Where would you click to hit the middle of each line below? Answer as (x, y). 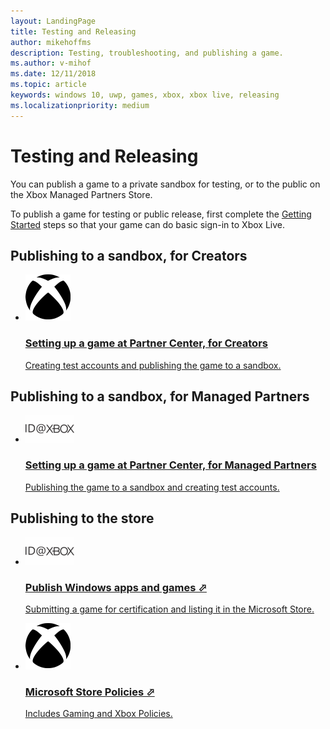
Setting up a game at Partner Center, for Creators (146, 343)
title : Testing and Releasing (73, 31)
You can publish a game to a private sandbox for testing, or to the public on (165, 184)
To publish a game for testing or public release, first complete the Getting (161, 214)
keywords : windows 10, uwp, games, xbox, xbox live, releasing (145, 95)
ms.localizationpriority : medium (80, 105)
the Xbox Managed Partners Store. (81, 194)
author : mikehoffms (51, 42)
